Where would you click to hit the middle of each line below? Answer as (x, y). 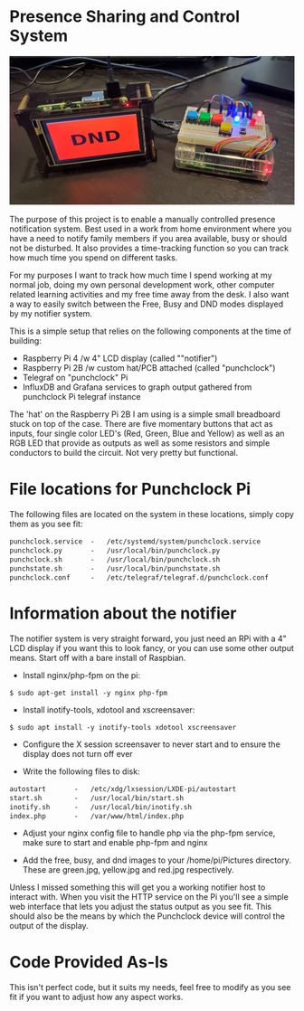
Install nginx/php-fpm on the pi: (81, 676)
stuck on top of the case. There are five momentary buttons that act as (141, 424)
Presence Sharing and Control (125, 17)
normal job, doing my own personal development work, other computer (142, 285)
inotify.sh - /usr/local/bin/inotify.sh (101, 808)
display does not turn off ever (77, 754)
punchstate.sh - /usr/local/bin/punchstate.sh (115, 569)
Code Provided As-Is (89, 963)
